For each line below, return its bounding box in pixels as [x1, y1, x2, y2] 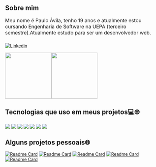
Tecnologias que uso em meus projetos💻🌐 [5, 108, 140, 116]
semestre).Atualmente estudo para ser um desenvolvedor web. [5, 29, 152, 36]
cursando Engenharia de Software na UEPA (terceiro [5, 23, 126, 30]
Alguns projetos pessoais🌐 [5, 139, 90, 147]
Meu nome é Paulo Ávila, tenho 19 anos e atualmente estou [5, 17, 142, 24]
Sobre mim [5, 4, 39, 12]
